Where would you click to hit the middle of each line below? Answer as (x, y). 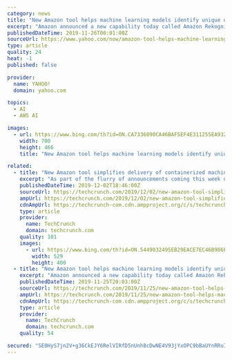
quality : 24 (24, 53)
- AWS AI (26, 116)
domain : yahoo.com (40, 91)
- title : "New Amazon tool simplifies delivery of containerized (109, 173)
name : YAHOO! (32, 84)
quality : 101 (38, 237)
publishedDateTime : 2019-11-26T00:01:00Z (68, 33)
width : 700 (35, 141)
